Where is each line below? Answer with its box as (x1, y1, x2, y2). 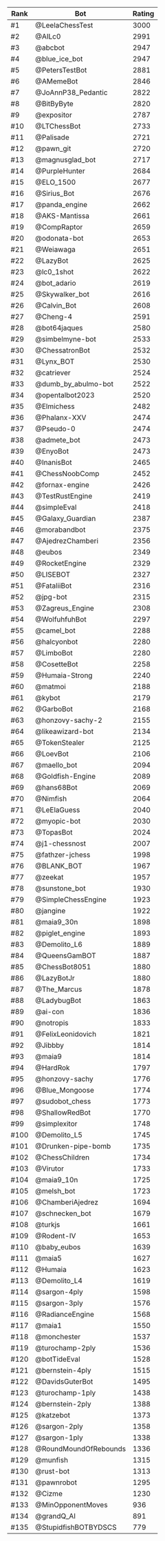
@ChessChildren (35, 1153, 90, 1162)
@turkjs (35, 1220, 60, 1229)
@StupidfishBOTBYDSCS (35, 1522, 117, 1532)
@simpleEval (35, 503, 77, 512)
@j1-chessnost (35, 839, 86, 848)
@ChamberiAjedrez (35, 1197, 98, 1206)
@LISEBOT (35, 570, 71, 579)
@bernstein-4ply (35, 1366, 91, 1375)
